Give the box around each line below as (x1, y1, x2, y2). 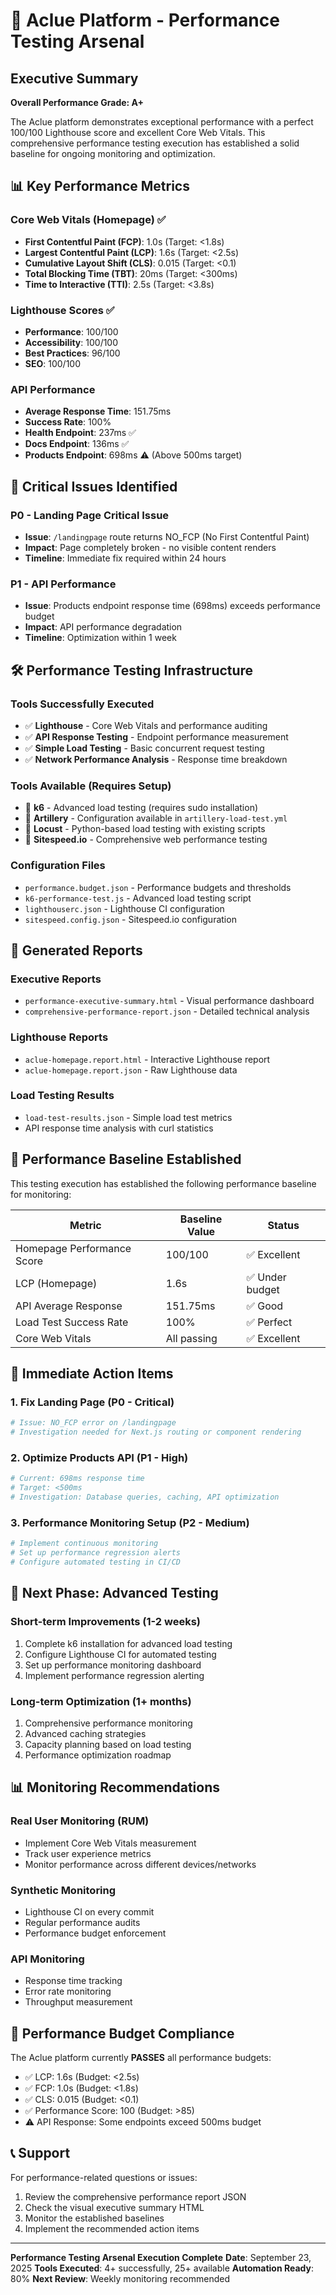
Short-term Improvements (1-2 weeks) (10, 1615, 201, 1629)
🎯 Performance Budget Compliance (10, 2025, 235, 2042)
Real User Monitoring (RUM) (10, 1814, 150, 1828)
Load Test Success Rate (15, 1315, 129, 1329)
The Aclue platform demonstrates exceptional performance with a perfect (10, 116, 314, 128)
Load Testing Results (10, 1089, 115, 1103)
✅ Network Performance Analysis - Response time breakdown (24, 753, 288, 765)
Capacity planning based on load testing (24, 1738, 192, 1750)
